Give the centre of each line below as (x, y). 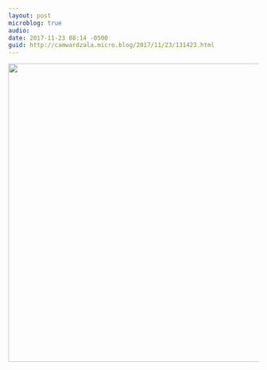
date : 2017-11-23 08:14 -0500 (58, 38)
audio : (19, 30)
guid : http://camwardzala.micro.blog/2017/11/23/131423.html (112, 45)
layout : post (30, 16)
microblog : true (35, 23)
